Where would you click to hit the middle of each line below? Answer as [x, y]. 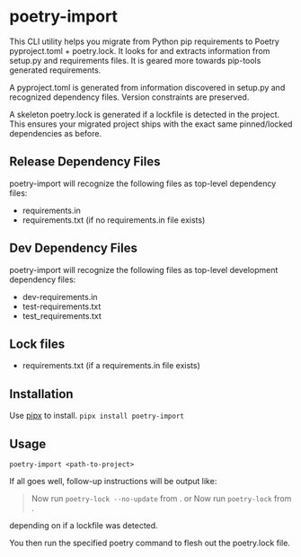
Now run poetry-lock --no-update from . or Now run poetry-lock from [161, 499]
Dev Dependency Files [73, 248]
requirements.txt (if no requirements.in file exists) [114, 220]
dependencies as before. [55, 133]
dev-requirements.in [60, 296]
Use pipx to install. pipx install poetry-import [97, 416]
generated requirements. [55, 70]
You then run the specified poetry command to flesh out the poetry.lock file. [150, 543]
